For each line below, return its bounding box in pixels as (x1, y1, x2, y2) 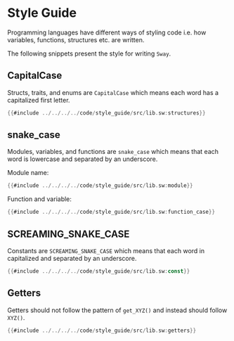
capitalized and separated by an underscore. (7, 255, 137, 262)
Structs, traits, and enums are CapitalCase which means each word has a (7, 88, 219, 96)
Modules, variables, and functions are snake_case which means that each (7, 148, 219, 156)
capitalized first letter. (7, 96, 70, 104)
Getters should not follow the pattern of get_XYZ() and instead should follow (7, 306, 228, 314)
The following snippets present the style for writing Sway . (7, 49, 171, 58)
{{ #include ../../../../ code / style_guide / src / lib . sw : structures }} (7, 109, 206, 117)
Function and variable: (7, 195, 72, 203)
